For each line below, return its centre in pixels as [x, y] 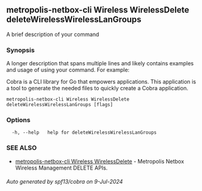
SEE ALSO [22, 148]
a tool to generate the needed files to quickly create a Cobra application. [97, 88]
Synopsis [20, 50]
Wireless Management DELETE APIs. [61, 168]
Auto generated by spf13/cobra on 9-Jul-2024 [65, 182]
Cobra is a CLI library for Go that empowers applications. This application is [101, 82]
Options [18, 120]
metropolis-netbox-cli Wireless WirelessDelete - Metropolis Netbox [99, 161]
